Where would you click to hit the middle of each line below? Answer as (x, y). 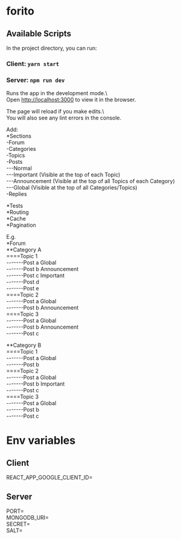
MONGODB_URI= (28, 518)
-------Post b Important (36, 384)
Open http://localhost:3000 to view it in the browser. (71, 100)
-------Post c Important (36, 276)
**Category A (24, 250)
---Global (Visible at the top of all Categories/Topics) (72, 188)
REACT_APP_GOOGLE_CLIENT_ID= (49, 478)
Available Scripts (39, 34)
